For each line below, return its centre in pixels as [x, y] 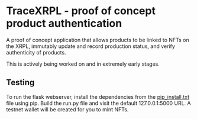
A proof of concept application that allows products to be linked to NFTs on [98, 40]
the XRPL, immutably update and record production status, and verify [91, 46]
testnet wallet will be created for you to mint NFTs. [67, 109]
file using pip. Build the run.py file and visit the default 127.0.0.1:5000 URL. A [98, 103]
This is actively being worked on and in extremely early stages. [83, 64]
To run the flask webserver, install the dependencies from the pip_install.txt [98, 97]
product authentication [64, 23]
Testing [20, 83]
